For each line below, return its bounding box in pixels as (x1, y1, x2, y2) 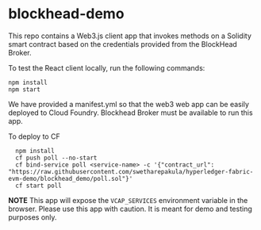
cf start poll (15, 182, 62, 190)
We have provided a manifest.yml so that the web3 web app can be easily (8, 99, 250, 109)
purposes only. (8, 212, 57, 222)
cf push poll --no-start (15, 154, 98, 162)
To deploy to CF (8, 132, 61, 141)
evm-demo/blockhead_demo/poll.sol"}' (8, 174, 133, 182)
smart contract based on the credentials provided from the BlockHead (8, 39, 238, 48)
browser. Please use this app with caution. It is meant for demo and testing (8, 204, 252, 213)
